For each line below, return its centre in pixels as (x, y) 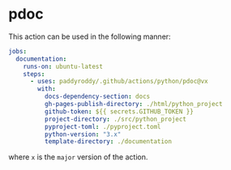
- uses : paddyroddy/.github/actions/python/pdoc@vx (119, 82)
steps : (34, 74)
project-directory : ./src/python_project (115, 119)
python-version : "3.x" (83, 134)
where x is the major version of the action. (78, 157)
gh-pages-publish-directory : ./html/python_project (133, 104)
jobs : (17, 51)
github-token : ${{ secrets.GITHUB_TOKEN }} (119, 111)
